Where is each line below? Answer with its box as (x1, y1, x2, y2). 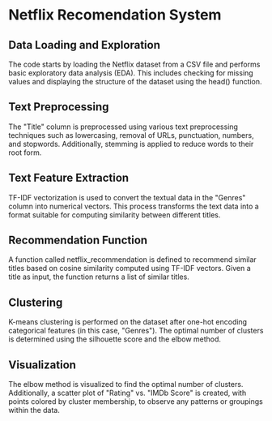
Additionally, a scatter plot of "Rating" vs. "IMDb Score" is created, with (8, 388, 247, 398)
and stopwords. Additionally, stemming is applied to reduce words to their (8, 139, 254, 148)
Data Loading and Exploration (8, 38, 160, 52)
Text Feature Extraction (8, 171, 130, 185)
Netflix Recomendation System (8, 6, 222, 24)
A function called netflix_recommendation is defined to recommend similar (8, 255, 257, 264)
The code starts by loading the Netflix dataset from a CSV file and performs (8, 59, 261, 69)
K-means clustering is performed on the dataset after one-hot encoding (8, 317, 248, 327)
